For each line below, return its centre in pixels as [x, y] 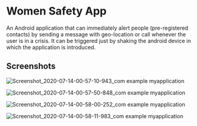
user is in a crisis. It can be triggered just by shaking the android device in [99, 41]
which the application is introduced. [51, 47]
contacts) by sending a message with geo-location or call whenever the [96, 34]
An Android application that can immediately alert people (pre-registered [97, 28]
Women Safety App [57, 11]
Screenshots [31, 66]
